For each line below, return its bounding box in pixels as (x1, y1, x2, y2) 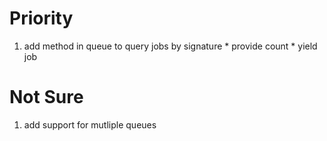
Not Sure (9, 86, 84, 109)
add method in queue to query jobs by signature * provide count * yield (23, 40, 318, 52)
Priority (9, 7, 74, 30)
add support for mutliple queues (23, 118, 157, 131)
